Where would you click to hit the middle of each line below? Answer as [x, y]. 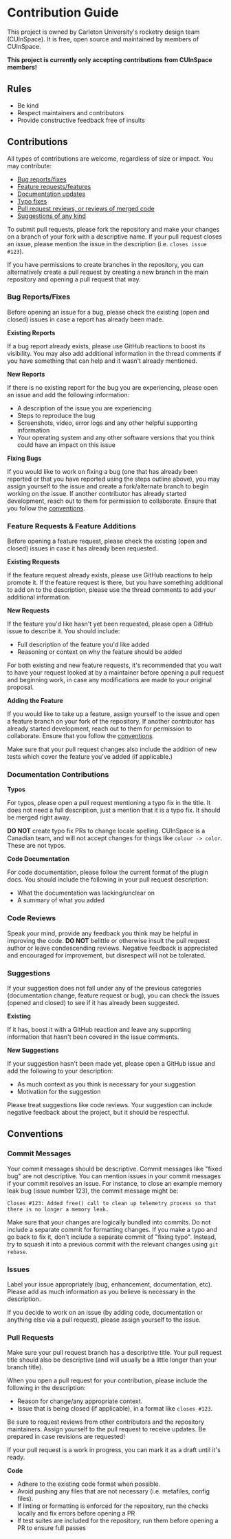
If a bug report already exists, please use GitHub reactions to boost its [106, 346]
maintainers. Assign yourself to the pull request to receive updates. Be [107, 1429]
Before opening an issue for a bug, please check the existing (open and [108, 312]
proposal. [21, 687]
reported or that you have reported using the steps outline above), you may [113, 479]
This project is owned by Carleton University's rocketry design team [103, 32]
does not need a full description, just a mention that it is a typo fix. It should [114, 810]
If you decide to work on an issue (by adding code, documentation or [105, 1313]
